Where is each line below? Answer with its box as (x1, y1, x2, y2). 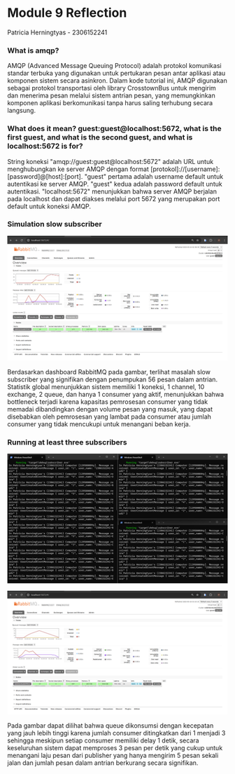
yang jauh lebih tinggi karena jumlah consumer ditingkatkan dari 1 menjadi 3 (7, 728, 226, 737)
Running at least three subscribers (7, 437, 127, 447)
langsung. (7, 107, 36, 115)
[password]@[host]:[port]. (7, 172, 83, 180)
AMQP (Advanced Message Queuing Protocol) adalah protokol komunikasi (7, 62, 222, 70)
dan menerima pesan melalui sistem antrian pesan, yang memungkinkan (7, 91, 215, 100)
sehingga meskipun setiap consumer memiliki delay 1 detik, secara (7, 736, 199, 745)
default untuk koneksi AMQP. (7, 202, 92, 210)
